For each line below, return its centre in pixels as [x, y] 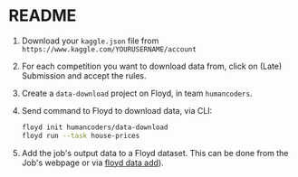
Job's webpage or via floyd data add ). [92, 163]
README [43, 16]
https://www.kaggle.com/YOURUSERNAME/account [109, 49]
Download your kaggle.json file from [90, 41]
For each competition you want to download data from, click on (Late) [152, 66]
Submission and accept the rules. [84, 75]
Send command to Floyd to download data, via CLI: [117, 110]
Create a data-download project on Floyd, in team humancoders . [137, 93]
